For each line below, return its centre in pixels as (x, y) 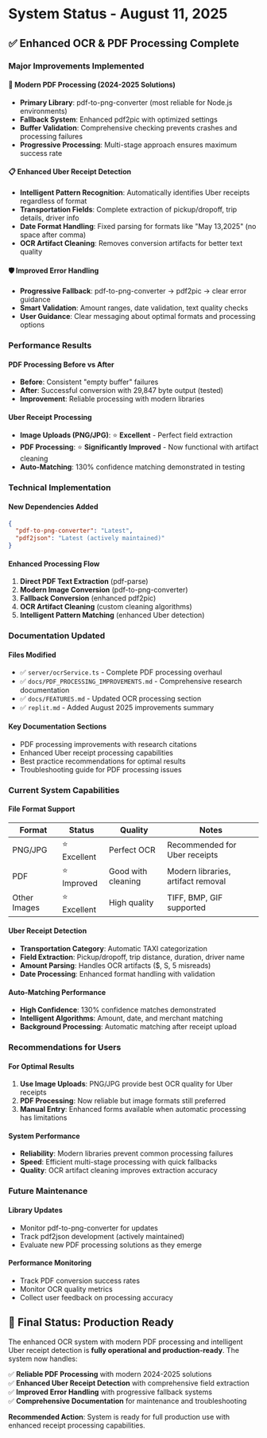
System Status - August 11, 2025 (118, 14)
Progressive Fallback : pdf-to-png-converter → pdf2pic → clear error (133, 291)
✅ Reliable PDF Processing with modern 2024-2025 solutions (110, 1374)
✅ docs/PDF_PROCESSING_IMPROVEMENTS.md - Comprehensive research (131, 682)
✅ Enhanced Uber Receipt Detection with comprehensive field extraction (129, 1383)
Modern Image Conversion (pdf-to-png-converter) (104, 590)
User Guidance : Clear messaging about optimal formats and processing (137, 317)
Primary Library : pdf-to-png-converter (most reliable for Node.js (126, 102)
